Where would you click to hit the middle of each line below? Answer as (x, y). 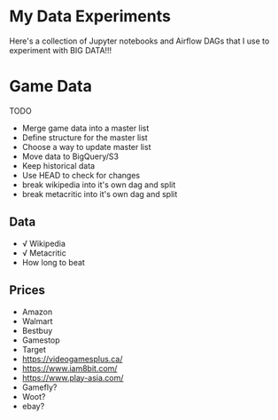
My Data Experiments (90, 16)
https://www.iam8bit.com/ (69, 368)
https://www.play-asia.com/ (73, 377)
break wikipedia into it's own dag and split (99, 185)
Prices (27, 290)
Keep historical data (58, 165)
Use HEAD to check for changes (81, 175)
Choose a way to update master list (86, 147)
